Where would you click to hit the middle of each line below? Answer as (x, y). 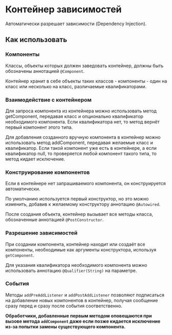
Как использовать (36, 40)
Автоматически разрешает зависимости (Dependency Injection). (76, 24)
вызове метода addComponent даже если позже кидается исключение (83, 321)
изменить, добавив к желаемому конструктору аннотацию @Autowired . (83, 204)
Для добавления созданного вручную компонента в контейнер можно (83, 137)
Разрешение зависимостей (42, 233)
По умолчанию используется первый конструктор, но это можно (77, 199)
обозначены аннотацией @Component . (45, 71)
